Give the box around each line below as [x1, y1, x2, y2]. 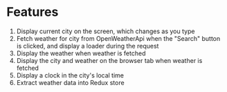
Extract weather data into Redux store [16, 78, 125, 86]
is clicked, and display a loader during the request [16, 42, 159, 50]
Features [6, 4, 59, 20]
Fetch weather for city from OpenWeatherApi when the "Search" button [16, 34, 221, 42]
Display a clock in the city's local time [16, 71, 125, 80]
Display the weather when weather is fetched [16, 49, 146, 57]
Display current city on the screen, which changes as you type [16, 27, 195, 35]
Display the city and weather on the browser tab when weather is [16, 56, 203, 64]
